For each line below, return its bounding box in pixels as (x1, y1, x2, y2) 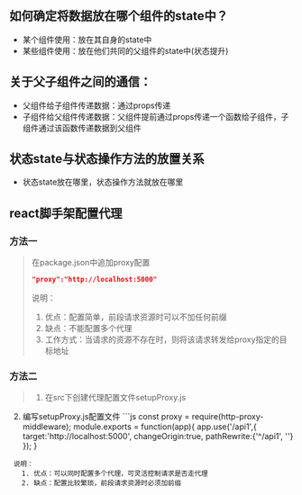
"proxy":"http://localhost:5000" (31, 275, 158, 284)
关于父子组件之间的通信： (9, 75, 151, 90)
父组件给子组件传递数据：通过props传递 (22, 100, 171, 111)
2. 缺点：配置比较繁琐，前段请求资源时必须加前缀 (21, 479, 182, 488)
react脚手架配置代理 (9, 205, 123, 220)
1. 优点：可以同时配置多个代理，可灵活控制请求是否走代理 (21, 469, 209, 479)
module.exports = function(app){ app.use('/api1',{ (73, 421, 257, 432)
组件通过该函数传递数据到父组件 (22, 122, 142, 133)
